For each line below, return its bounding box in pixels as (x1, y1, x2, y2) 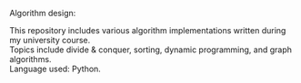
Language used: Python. (9, 63, 102, 74)
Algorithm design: (9, 8, 76, 18)
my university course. (9, 35, 91, 45)
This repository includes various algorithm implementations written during (9, 25, 286, 35)
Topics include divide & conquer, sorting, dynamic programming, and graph (9, 44, 293, 55)
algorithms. (9, 54, 52, 64)
